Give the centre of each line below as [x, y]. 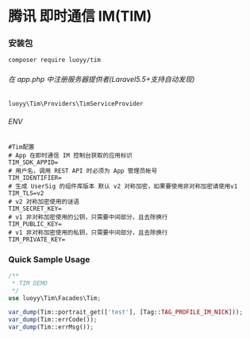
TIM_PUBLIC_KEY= [35, 224]
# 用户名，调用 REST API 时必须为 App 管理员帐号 [83, 171]
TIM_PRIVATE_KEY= [37, 240]
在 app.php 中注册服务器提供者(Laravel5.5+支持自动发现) [102, 79]
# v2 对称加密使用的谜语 [44, 201]
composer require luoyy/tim [55, 60]
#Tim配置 [21, 147]
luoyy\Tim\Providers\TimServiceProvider [76, 103]
